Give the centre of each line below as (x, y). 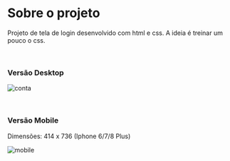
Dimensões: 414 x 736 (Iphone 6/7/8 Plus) (69, 136)
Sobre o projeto (54, 13)
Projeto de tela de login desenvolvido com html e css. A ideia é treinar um (115, 33)
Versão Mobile (33, 120)
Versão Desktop (36, 73)
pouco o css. (26, 40)
